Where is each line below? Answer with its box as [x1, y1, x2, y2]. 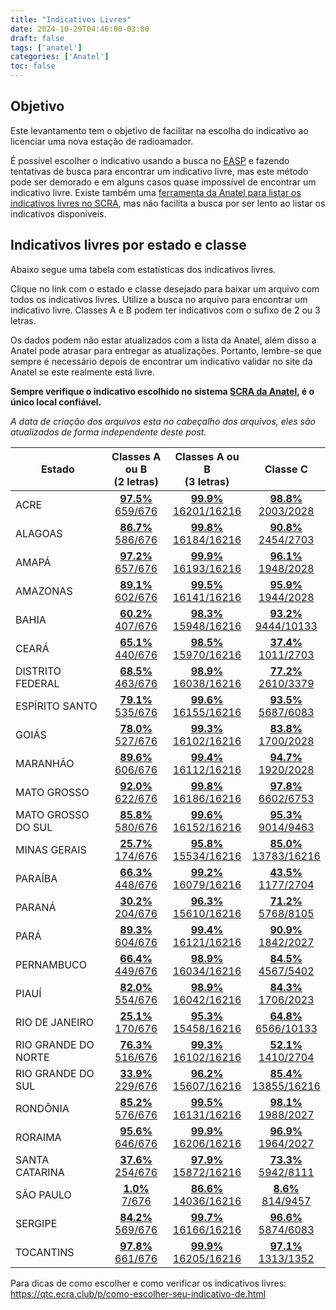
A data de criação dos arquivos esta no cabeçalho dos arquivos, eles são [10, 415, 316, 427]
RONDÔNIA [15, 1101, 70, 1115]
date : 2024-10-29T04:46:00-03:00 [10, 24, 150, 34]
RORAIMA [15, 1130, 62, 1144]
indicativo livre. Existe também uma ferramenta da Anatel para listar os [10, 186, 302, 198]
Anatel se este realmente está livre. [10, 366, 156, 378]
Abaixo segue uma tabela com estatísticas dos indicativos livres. [10, 263, 277, 275]
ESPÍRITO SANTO [15, 699, 98, 713]
